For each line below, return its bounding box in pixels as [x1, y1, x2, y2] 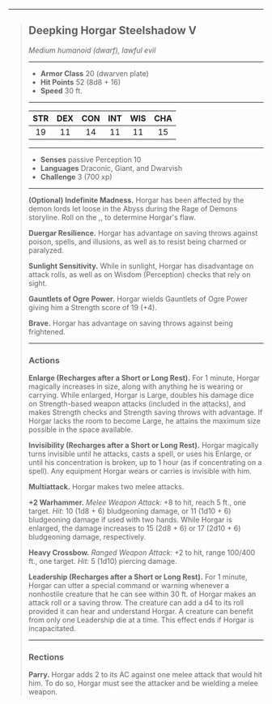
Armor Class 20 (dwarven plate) [40, 68, 150, 78]
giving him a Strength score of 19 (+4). [28, 302, 158, 312]
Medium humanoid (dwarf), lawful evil [28, 45, 156, 55]
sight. [28, 278, 48, 288]
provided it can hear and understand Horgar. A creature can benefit [28, 607, 253, 617]
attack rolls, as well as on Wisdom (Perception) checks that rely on [28, 269, 251, 279]
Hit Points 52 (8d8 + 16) [40, 77, 121, 87]
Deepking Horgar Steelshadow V [28, 23, 197, 37]
